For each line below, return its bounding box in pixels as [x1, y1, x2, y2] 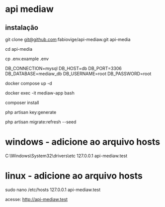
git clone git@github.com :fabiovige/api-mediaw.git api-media [5, 36, 131, 42]
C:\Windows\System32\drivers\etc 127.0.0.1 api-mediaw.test [5, 153, 128, 159]
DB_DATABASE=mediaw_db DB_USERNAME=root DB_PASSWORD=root [5, 71, 152, 77]
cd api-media [5, 46, 33, 52]
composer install [5, 100, 39, 105]
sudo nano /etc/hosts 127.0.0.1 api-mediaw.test [5, 187, 101, 193]
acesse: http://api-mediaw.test [5, 196, 68, 202]
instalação [5, 23, 39, 32]
